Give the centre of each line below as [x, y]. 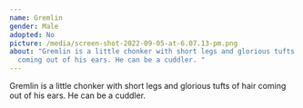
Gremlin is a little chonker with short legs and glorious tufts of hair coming [148, 86]
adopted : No [32, 34]
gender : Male [34, 26]
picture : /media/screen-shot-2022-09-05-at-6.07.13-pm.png [124, 43]
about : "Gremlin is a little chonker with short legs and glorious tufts [152, 52]
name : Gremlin [36, 18]
